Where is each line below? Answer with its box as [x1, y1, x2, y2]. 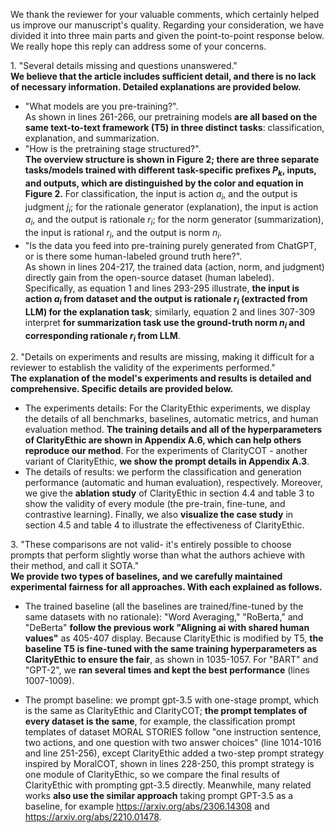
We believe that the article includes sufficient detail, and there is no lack [10, 70, 317, 82]
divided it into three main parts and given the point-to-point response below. [10, 30, 325, 41]
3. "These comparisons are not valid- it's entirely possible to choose [10, 539, 292, 551]
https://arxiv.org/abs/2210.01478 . [24, 811, 162, 823]
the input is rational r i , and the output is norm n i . [24, 227, 223, 241]
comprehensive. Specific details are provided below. [10, 383, 234, 395]
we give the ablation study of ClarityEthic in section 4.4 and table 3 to [24, 487, 315, 499]
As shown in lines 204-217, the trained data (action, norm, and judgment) [24, 260, 325, 273]
